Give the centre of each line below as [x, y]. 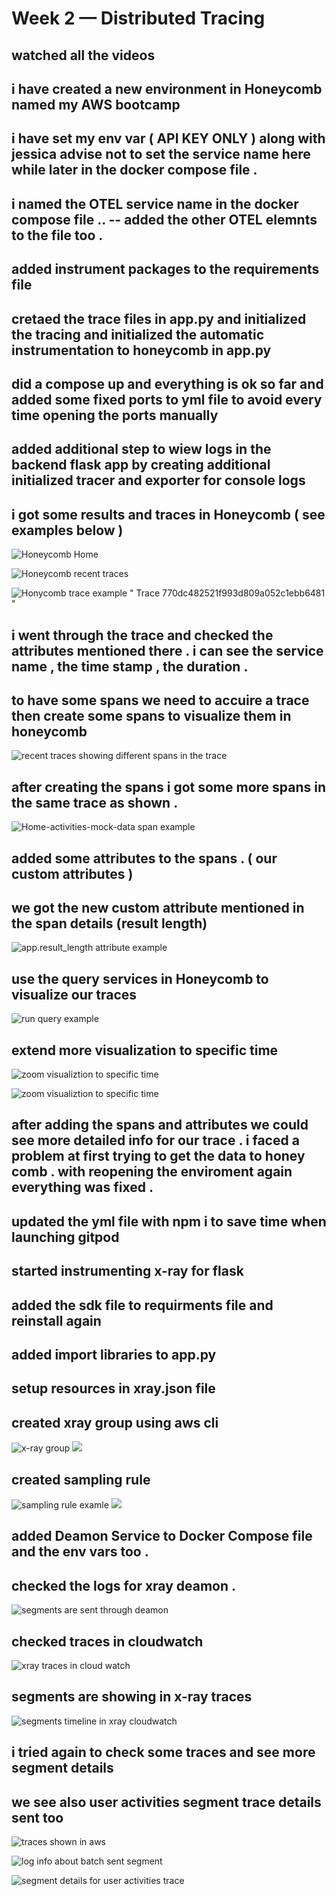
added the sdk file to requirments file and [142, 1305]
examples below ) [67, 530]
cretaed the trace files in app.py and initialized [159, 318]
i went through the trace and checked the [142, 635]
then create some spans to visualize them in [151, 715]
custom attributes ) [72, 873]
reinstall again [56, 1320]
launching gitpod [65, 1237]
